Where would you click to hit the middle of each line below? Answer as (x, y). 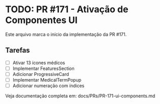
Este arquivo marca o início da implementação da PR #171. (66, 34)
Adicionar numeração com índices (49, 86)
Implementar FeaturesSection (43, 68)
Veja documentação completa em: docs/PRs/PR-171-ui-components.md (80, 96)
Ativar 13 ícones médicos (39, 63)
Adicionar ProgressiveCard (41, 74)
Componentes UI (41, 20)
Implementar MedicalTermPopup (47, 80)
